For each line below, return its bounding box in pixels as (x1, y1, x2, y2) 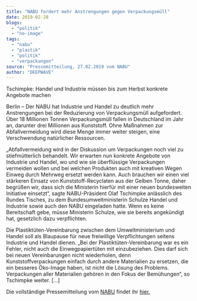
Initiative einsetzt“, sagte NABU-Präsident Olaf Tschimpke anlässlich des (6, 190, 182, 197)
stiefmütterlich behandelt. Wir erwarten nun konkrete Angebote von (6, 152, 171, 160)
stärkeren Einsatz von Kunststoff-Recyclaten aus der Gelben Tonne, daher (6, 177, 186, 185)
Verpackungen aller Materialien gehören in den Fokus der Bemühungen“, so (6, 270, 190, 278)
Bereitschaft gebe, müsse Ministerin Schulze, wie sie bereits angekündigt (6, 209, 185, 216)
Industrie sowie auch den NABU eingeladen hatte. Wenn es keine (6, 202, 164, 210)
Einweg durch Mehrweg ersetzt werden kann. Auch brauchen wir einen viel (6, 171, 189, 178)
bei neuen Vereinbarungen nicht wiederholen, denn (6, 252, 131, 259)
